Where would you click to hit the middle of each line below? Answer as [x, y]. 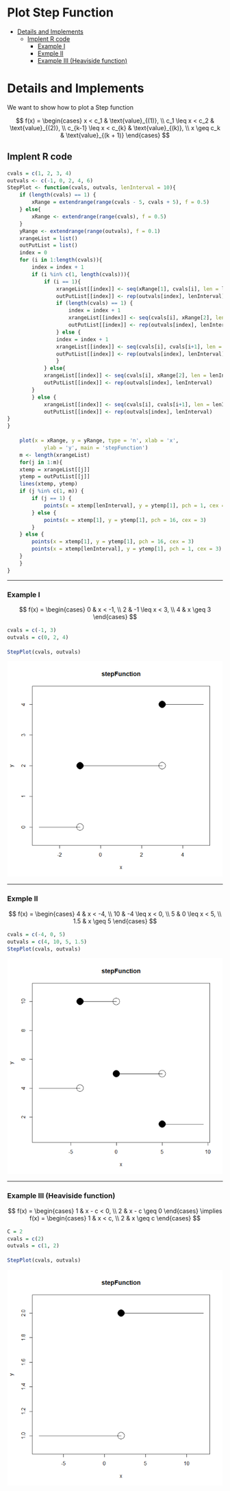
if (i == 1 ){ [62, 281]
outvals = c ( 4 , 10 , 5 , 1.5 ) [47, 942]
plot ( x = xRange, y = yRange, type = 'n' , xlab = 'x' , [99, 441]
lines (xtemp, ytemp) [49, 484]
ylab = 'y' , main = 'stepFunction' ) [96, 448]
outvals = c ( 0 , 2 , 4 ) [38, 637]
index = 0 [34, 253]
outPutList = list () [49, 246]
